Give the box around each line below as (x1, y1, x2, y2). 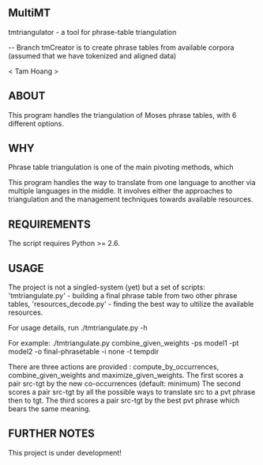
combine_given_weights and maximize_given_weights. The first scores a (8, 371, 243, 380)
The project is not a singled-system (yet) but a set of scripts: (8, 282, 205, 292)
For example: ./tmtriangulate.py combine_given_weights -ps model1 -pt (8, 338, 239, 348)
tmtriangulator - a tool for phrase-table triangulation (8, 27, 177, 36)
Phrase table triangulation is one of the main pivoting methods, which (8, 162, 235, 172)
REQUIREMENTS (8, 217, 91, 231)
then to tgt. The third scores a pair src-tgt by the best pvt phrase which (8, 395, 239, 406)
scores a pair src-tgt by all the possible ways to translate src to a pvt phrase (8, 387, 256, 397)
